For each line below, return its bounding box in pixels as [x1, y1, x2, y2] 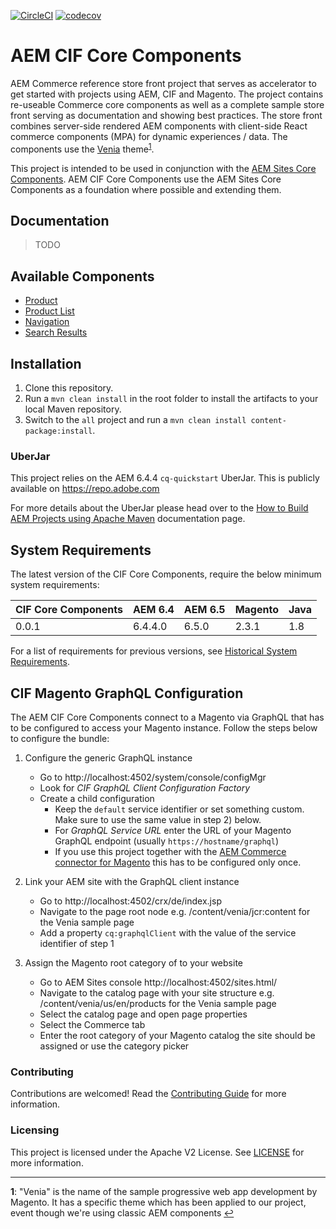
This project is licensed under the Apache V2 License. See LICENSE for [10, 1146, 305, 1158]
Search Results [24, 326, 88, 339]
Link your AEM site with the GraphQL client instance [24, 875, 240, 887]
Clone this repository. [24, 382, 114, 394]
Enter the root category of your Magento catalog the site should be [39, 1029, 316, 1041]
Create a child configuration [39, 792, 155, 804]
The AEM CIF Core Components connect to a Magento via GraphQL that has [10, 711, 325, 723]
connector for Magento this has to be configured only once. [54, 856, 302, 868]
